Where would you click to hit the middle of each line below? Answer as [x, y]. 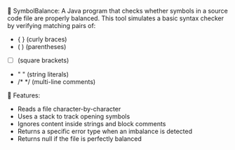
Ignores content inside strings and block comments [92, 124]
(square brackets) [43, 60]
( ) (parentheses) [42, 47]
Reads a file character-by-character [69, 109]
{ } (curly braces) [42, 39]
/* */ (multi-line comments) [56, 82]
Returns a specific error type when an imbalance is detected [105, 131]
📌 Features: [24, 95]
